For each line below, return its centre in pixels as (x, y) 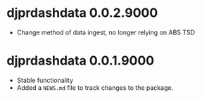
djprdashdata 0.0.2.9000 (82, 13)
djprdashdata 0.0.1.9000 (81, 61)
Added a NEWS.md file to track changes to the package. (95, 87)
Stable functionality (45, 80)
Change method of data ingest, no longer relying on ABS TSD (106, 32)
